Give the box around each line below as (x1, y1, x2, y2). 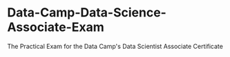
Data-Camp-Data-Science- (7, 5, 167, 21)
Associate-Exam (7, 19, 105, 35)
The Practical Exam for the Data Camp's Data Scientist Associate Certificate (7, 42, 223, 50)
